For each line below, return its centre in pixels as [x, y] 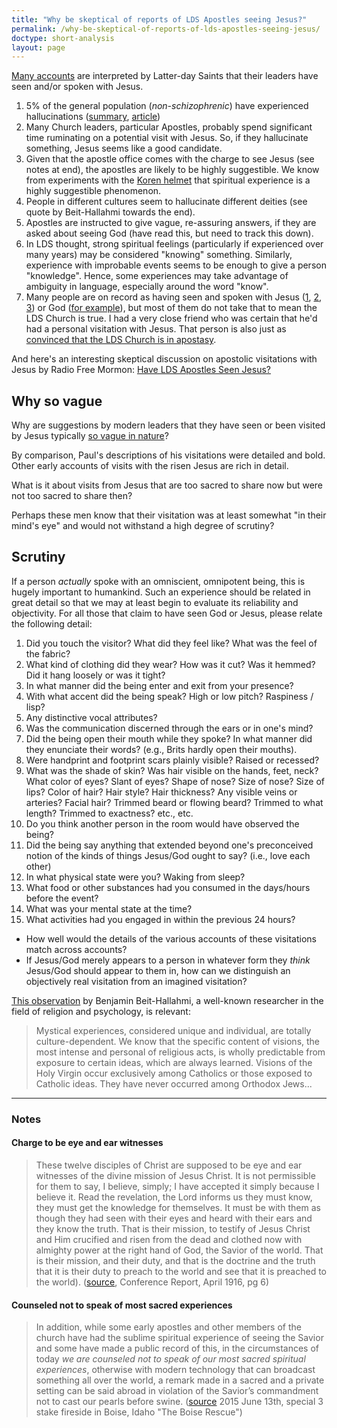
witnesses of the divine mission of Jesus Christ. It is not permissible [175, 1175]
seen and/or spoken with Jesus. [77, 87]
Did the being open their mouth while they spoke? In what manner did [169, 738]
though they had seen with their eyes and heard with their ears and [174, 1218]
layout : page [38, 47]
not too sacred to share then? [72, 496]
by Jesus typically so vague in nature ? [90, 436]
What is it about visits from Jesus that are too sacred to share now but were [167, 485]
